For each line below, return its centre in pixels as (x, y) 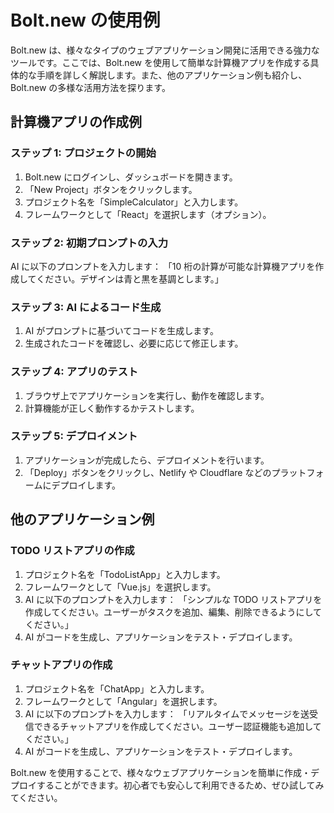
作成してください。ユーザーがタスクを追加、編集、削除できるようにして (173, 612)
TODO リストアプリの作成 (72, 551)
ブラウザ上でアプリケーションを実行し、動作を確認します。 (147, 395)
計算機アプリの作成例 (76, 122)
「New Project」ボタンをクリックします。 (111, 189)
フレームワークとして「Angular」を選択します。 (123, 701)
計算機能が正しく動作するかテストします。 (112, 408)
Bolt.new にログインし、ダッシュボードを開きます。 (131, 177)
